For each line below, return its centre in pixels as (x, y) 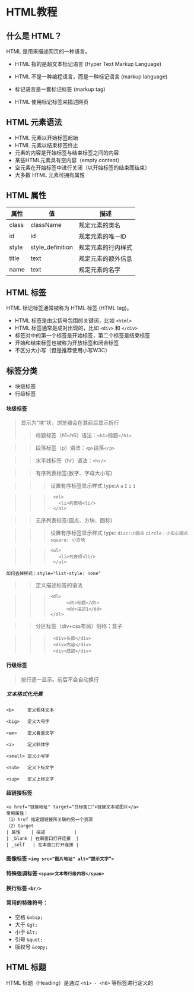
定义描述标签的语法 (59, 585)
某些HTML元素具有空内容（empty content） (69, 160)
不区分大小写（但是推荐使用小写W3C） (63, 350)
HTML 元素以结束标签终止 (46, 145)
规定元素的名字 (99, 270)
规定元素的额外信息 (105, 258)
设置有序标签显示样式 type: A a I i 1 (93, 486)
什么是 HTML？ (34, 36)
